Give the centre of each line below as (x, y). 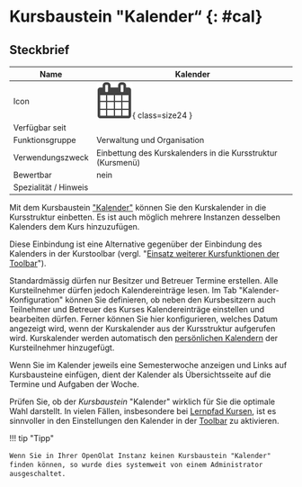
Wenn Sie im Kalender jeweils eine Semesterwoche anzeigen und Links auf (148, 365)
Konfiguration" (36, 300)
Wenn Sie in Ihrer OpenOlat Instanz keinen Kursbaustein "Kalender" (140, 455)
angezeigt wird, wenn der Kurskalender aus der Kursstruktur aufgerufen (142, 328)
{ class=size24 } (163, 115)
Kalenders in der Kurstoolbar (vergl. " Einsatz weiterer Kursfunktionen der (145, 253)
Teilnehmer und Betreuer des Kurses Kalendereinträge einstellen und (137, 309)
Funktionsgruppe (44, 140)
